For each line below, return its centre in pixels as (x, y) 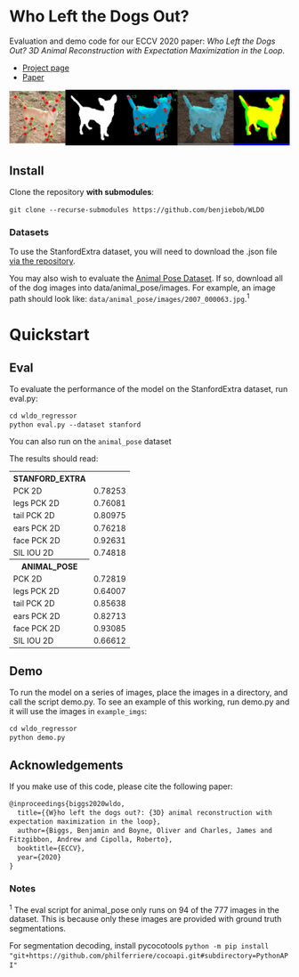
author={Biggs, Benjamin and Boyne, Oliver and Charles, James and (145, 831)
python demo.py (37, 738)
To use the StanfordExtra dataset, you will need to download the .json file (143, 252)
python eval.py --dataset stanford (75, 425)
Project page (45, 68)
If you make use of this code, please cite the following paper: (121, 786)
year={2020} (40, 858)
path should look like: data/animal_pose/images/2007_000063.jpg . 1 (129, 298)
